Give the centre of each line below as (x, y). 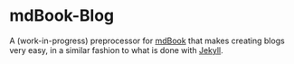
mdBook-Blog (62, 16)
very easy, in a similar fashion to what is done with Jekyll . (116, 50)
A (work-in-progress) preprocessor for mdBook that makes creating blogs (147, 41)
